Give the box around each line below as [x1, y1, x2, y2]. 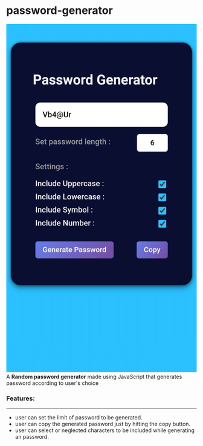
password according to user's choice [6, 379, 99, 387]
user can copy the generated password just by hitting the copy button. [14, 420, 191, 427]
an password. [14, 433, 50, 440]
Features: [6, 394, 35, 402]
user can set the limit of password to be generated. [14, 413, 143, 421]
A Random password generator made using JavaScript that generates [6, 373, 182, 380]
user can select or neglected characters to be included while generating [14, 427, 195, 434]
